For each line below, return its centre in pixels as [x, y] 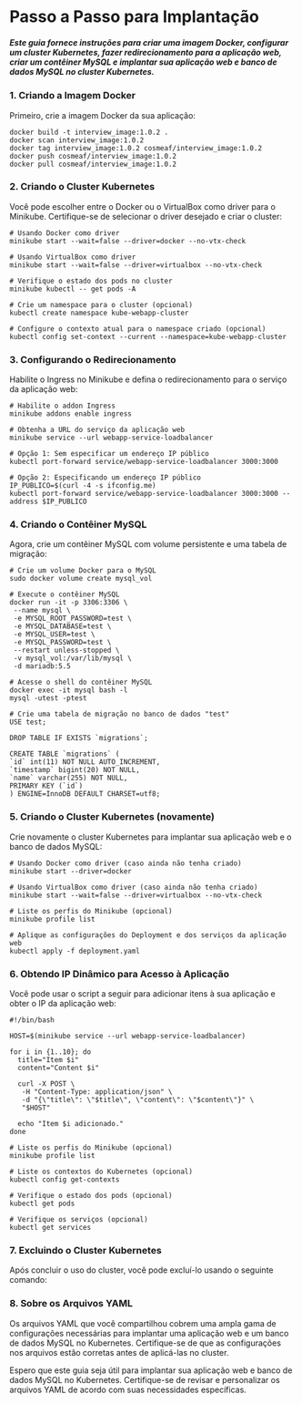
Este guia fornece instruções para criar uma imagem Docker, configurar [149, 42]
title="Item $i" [48, 1060]
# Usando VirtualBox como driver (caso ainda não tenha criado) [134, 887]
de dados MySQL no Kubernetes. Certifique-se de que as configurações [146, 1343]
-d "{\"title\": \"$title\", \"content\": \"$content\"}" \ [138, 1100]
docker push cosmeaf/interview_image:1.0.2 [93, 156]
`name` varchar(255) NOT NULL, [69, 778]
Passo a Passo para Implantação [134, 17]
